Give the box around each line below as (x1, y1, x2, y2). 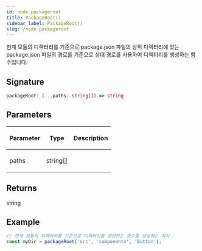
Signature (6, 77, 44, 87)
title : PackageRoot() (6, 15, 61, 21)
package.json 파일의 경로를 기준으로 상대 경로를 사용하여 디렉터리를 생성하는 (6, 51, 190, 58)
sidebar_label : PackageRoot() (6, 20, 83, 26)
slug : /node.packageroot (6, 26, 69, 32)
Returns (6, 183, 38, 194)
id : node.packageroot (6, 9, 61, 15)
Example (6, 217, 40, 227)
